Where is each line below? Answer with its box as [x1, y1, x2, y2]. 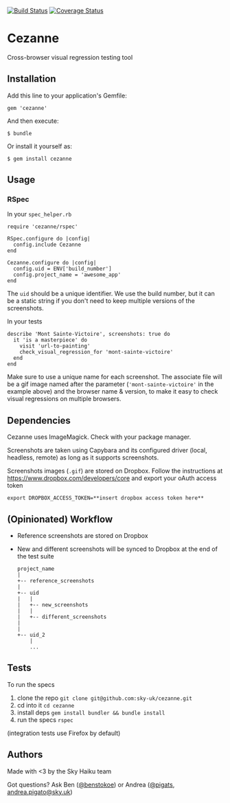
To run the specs [7, 680, 55, 688]
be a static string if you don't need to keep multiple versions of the [7, 297, 196, 305]
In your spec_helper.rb [7, 210, 72, 218]
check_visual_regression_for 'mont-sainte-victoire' [19, 349, 174, 356]
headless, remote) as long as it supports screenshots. [7, 453, 159, 462]
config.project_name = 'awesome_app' [13, 271, 122, 278]
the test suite [16, 552, 54, 561]
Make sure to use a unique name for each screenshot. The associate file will [7, 373, 222, 381]
